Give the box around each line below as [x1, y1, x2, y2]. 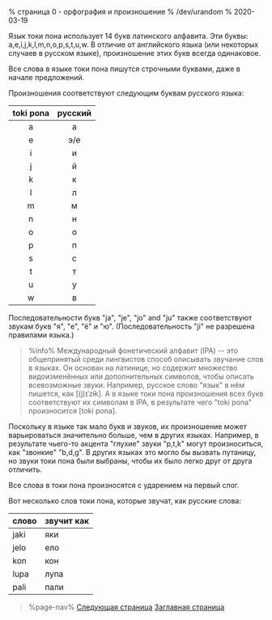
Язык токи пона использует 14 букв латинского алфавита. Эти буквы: [8, 32, 249, 40]
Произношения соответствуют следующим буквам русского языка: [8, 88, 244, 98]
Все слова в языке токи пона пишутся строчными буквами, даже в [8, 64, 240, 74]
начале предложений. [8, 73, 85, 82]
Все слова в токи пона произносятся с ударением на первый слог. [8, 481, 240, 490]
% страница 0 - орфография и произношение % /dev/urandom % [8, 7, 232, 16]
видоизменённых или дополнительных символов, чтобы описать [28, 372, 255, 381]
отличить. [8, 465, 43, 474]
